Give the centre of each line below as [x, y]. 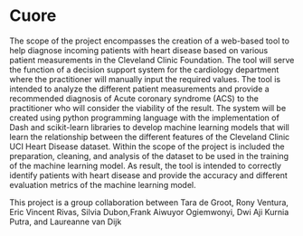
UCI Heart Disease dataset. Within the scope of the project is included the [147, 146]
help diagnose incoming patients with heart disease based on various [139, 50]
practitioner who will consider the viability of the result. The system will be [148, 108]
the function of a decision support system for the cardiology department [144, 70]
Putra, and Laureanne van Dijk [66, 222]
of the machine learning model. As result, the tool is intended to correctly [146, 165]
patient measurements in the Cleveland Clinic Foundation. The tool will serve [152, 60]
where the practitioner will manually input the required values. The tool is [145, 79]
